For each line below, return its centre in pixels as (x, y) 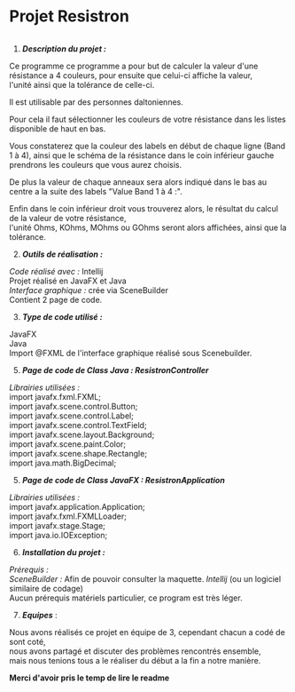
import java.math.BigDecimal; (63, 463)
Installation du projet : (63, 552)
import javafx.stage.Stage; (58, 525)
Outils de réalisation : (62, 254)
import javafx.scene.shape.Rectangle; (78, 453)
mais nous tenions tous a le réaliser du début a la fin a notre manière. (135, 660)
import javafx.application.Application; (78, 506)
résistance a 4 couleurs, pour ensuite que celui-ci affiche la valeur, (131, 75)
